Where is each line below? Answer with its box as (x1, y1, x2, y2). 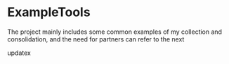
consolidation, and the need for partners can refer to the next (7, 34, 185, 43)
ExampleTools (7, 4, 91, 20)
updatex (7, 49, 32, 57)
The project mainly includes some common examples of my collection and (7, 27, 223, 36)
